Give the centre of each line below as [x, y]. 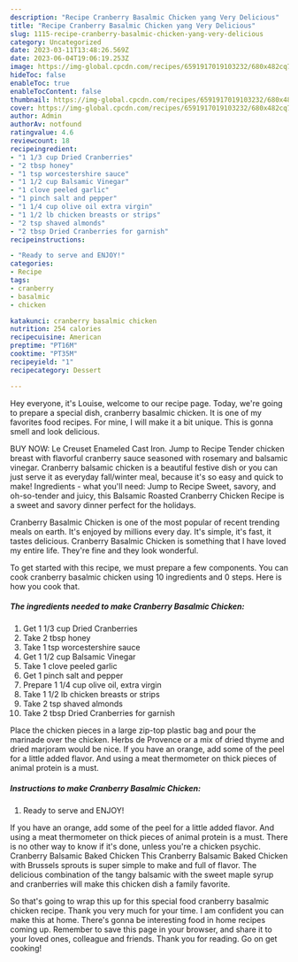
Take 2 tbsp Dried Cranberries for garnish [99, 713]
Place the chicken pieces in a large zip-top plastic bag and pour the [133, 730]
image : [22, 67]
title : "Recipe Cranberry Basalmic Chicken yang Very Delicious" [133, 26]
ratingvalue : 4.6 [42, 133]
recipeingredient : [44, 149]
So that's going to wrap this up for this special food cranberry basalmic [140, 901]
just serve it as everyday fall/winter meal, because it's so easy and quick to [147, 477]
